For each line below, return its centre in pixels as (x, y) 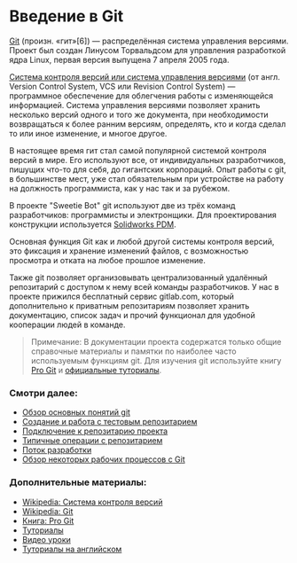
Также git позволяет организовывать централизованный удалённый (138, 278)
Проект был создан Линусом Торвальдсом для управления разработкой (148, 50)
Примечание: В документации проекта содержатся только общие (156, 341)
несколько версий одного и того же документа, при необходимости (139, 114)
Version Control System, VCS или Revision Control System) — (122, 86)
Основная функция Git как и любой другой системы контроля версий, (142, 241)
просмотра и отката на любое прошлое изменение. (107, 260)
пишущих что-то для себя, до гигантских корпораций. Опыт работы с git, (148, 169)
